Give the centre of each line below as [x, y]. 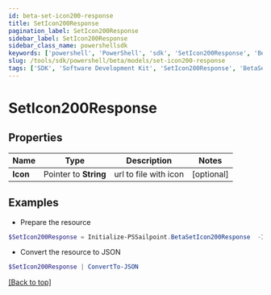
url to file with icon [149, 174]
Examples [33, 203]
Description [149, 160]
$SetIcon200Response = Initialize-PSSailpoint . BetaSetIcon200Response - [135, 237]
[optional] [210, 174]
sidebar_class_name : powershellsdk [68, 46]
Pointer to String [75, 174]
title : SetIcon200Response [54, 23]
